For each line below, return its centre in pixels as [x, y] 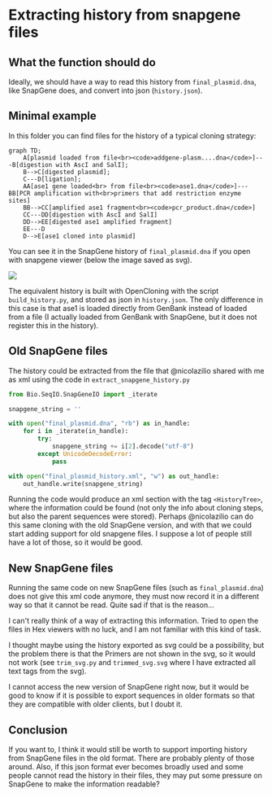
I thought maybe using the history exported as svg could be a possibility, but [136, 646]
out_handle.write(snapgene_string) [83, 484]
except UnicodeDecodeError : [85, 453]
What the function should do [82, 62]
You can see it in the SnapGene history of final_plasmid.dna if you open [130, 251]
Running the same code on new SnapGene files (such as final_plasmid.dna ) [136, 588]
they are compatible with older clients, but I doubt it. [95, 704]
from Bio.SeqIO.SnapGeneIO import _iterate [83, 394]
